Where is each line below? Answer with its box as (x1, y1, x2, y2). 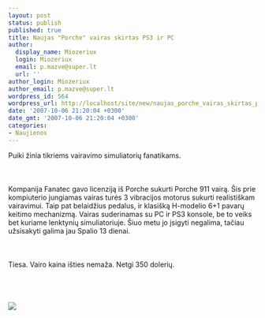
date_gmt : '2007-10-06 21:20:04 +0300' (8, 114, 140, 122)
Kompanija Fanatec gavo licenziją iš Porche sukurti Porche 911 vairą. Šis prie (8, 184, 256, 193)
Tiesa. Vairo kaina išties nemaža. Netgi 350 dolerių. (8, 260, 175, 269)
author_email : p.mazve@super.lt (8, 84, 114, 93)
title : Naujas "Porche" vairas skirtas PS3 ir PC (8, 33, 175, 42)
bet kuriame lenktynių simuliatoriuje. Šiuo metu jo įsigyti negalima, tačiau (8, 218, 244, 227)
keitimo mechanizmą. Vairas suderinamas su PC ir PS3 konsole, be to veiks (8, 209, 252, 219)
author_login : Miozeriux (8, 77, 90, 85)
